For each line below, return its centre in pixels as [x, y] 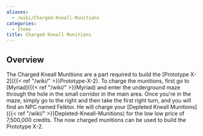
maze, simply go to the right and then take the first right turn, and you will [99, 100]
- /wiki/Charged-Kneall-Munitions [56, 18]
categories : [21, 23]
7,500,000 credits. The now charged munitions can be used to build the [96, 119]
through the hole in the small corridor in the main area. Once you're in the [99, 94]
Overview [25, 60]
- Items [22, 29]
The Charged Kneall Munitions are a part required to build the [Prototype [98, 74]
